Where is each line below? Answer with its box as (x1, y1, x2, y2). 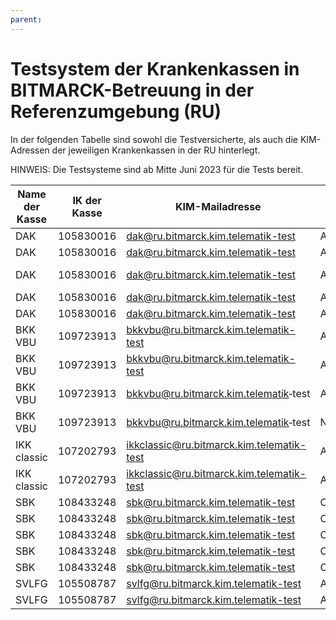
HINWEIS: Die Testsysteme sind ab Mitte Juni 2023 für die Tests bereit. (10, 163, 304, 175)
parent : (10, 14, 43, 25)
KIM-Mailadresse (175, 199, 262, 213)
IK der (72, 193, 102, 207)
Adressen (10, 144, 50, 156)
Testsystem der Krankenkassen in (10, 57, 300, 80)
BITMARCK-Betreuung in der (10, 79, 255, 101)
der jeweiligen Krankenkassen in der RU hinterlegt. (51, 144, 261, 156)
